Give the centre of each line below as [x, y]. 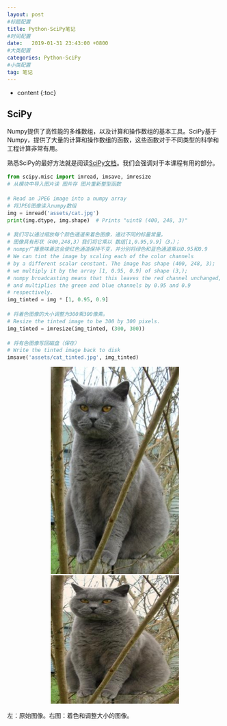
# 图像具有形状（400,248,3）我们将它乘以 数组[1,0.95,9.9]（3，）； [94, 242]
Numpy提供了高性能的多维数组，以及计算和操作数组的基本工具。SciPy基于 [112, 132]
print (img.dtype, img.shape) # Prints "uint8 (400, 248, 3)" [97, 220]
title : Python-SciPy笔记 [41, 29]
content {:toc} [37, 92]
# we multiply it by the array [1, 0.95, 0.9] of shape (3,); [97, 271]
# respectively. [30, 292]
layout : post [26, 14]
